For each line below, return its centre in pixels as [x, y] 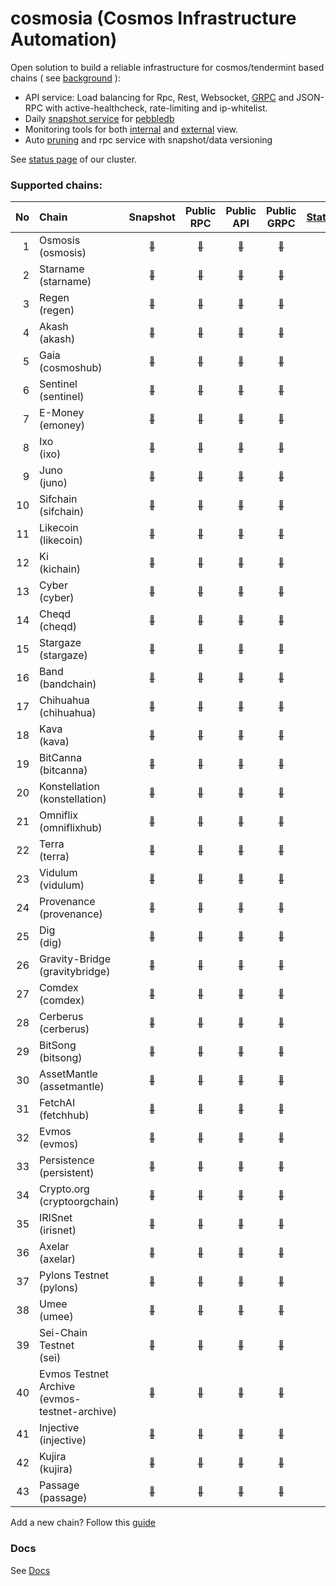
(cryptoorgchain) [79, 1202]
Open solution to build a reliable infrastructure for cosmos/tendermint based [167, 67]
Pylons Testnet [74, 1275]
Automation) [64, 39]
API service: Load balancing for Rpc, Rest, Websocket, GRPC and [159, 97]
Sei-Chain [63, 1333]
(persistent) [67, 1173]
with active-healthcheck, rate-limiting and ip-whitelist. [156, 108]
